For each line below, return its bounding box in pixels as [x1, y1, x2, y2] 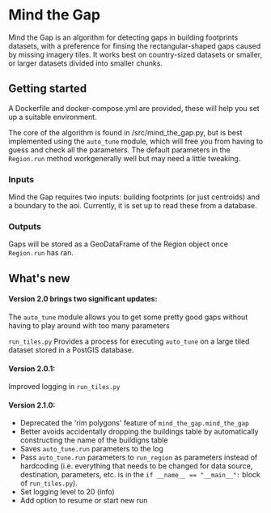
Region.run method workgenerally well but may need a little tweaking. [8, 153, 241, 163]
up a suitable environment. [8, 112, 97, 122]
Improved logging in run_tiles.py [8, 382, 121, 391]
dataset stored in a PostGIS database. [8, 344, 134, 354]
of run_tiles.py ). [19, 478, 78, 488]
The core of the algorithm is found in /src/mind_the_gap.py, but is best [8, 127, 243, 137]
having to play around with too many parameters [8, 320, 170, 330]
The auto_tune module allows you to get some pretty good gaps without [8, 312, 248, 322]
